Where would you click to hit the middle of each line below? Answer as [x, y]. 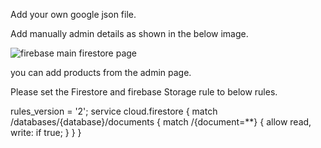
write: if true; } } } [46, 132]
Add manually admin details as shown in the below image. [129, 33]
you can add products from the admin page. [101, 72]
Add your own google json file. [73, 14]
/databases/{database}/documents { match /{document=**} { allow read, [161, 122]
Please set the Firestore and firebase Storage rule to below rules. [144, 92]
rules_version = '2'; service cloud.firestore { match [114, 111]
